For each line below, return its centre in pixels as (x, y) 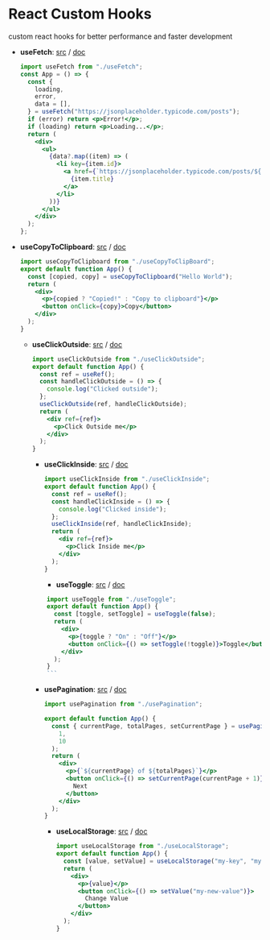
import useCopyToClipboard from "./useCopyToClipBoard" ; (117, 262)
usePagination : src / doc (85, 689)
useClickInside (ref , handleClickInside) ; (121, 524)
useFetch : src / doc (53, 52)
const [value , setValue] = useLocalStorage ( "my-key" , (155, 861)
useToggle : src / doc (90, 584)
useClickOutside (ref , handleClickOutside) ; (113, 404)
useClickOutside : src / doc (77, 344)
